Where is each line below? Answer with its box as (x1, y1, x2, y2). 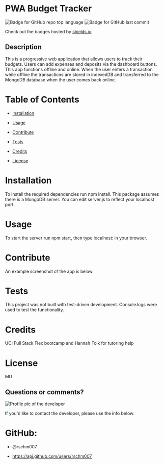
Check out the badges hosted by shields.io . (5, 28, 93, 34)
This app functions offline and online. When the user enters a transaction (5, 66, 153, 72)
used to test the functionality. (5, 307, 64, 313)
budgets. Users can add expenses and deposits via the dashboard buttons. (5, 61, 157, 67)
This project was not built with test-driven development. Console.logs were (5, 302, 157, 308)
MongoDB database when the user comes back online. (5, 77, 116, 82)
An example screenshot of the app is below (5, 268, 93, 274)
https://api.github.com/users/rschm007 (12, 453, 92, 459)
